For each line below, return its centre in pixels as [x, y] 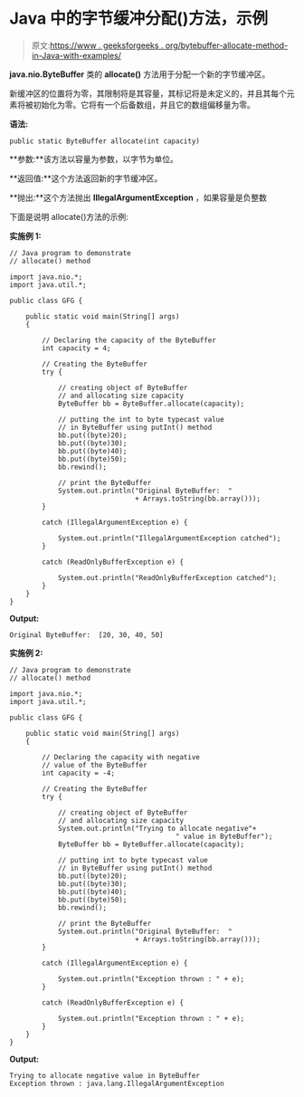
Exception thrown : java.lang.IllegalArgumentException [117, 1083]
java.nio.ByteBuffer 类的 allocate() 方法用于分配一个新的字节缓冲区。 [140, 74]
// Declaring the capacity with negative [121, 757]
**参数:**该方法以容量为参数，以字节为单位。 [94, 158]
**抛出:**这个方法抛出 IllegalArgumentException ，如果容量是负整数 [138, 197]
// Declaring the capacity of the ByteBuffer [129, 340]
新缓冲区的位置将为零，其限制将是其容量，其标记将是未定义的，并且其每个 [148, 93]
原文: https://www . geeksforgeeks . [97, 45]
